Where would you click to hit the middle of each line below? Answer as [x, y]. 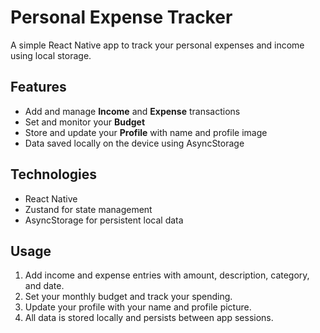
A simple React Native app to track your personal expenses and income [157, 45]
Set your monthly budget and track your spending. [128, 297]
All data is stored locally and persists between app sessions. [149, 318]
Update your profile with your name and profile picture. [138, 307]
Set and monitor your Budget [85, 122]
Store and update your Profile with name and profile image [146, 132]
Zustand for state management [88, 209]
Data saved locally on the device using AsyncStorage [134, 143]
